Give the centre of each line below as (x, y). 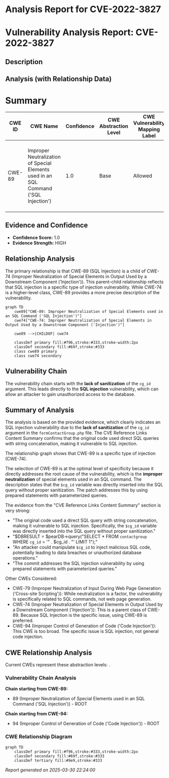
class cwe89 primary (36, 351)
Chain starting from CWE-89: (36, 689)
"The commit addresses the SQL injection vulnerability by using (78, 563)
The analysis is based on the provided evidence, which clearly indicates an (83, 422)
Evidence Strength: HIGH (39, 243)
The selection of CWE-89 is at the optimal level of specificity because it (79, 469)
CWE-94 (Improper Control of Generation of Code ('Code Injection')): (84, 626)
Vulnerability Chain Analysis (41, 678)
